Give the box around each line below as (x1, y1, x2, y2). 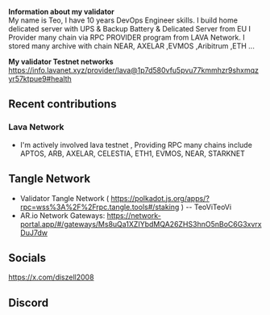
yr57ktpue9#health (8, 74, 73, 83)
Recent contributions (8, 97, 117, 111)
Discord (8, 296, 49, 309)
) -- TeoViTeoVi (181, 202, 232, 212)
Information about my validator (8, 7, 114, 16)
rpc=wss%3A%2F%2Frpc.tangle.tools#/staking (19, 202, 180, 212)
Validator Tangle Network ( (19, 193, 110, 203)
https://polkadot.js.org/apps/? (110, 193, 210, 203)
